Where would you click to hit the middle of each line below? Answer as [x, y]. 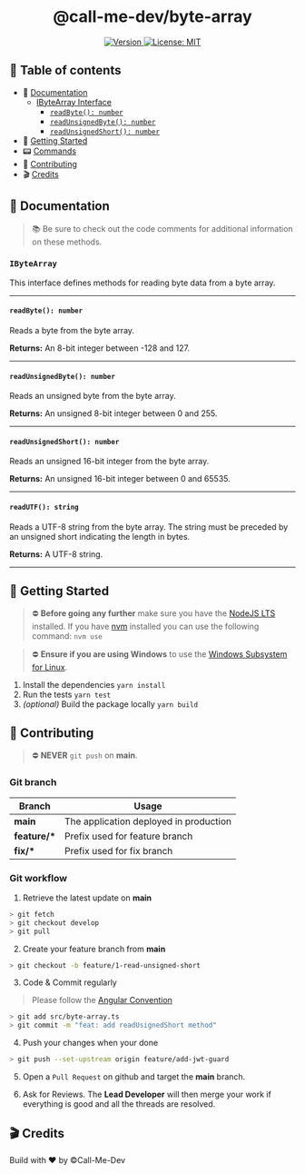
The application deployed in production [148, 821]
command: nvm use [67, 636]
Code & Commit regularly [70, 982]
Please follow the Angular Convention [102, 1000]
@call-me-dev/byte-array [152, 17]
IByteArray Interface [74, 102]
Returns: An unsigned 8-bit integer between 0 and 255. [113, 413]
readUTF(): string [44, 507]
